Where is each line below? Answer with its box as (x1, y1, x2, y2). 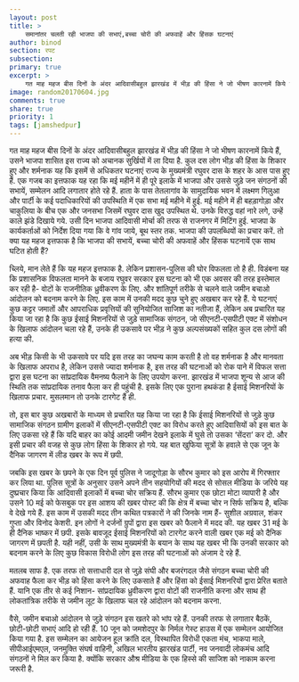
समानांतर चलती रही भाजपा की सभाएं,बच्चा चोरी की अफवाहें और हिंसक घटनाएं (25, 29, 234, 38)
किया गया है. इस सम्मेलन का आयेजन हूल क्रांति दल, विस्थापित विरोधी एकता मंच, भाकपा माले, (9, 634, 266, 644)
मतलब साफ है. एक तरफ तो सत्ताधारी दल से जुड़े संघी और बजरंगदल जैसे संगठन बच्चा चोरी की (9, 565, 270, 576)
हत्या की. (9, 333, 35, 344)
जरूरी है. (9, 663, 35, 674)
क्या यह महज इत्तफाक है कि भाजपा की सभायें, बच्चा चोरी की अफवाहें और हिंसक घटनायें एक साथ (9, 235, 276, 246)
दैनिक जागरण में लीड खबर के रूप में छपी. (9, 449, 124, 460)
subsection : (9, 54, 53, 63)
